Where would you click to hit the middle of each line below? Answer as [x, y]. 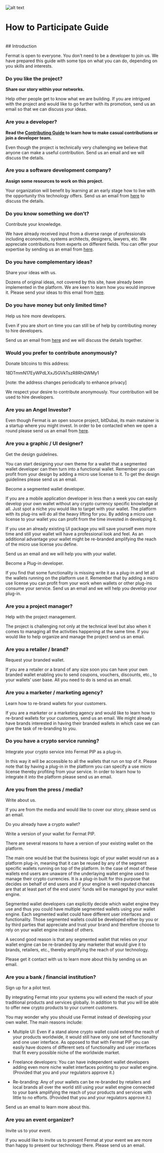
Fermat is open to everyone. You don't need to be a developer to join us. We [82, 55]
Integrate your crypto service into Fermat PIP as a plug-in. [64, 752]
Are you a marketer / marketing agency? [54, 693]
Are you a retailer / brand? [37, 649]
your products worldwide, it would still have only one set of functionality [85, 1037]
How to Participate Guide [57, 27]
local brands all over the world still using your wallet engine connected [83, 1087]
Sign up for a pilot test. [29, 988]
